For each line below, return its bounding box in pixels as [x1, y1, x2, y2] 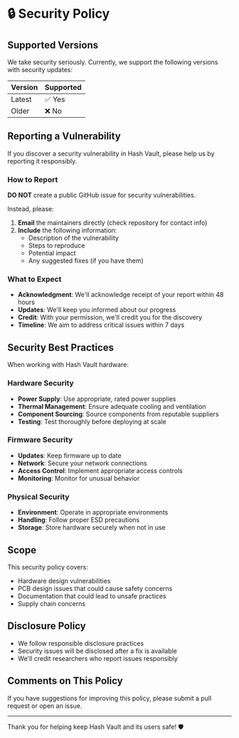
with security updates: [7, 66, 73, 74]
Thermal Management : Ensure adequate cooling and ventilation [17, 402, 206, 410]
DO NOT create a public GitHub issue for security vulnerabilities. [7, 191, 196, 200]
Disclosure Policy [7, 620, 87, 632]
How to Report [7, 174, 58, 184]
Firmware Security [7, 435, 73, 445]
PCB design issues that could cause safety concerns [17, 584, 173, 592]
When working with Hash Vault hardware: [7, 360, 129, 369]
